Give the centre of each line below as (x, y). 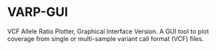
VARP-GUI (38, 12)
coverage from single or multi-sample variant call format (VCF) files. (106, 38)
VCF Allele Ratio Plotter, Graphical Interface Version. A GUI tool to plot (108, 31)
